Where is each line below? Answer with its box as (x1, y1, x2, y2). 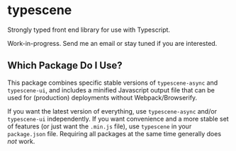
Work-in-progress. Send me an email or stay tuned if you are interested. (7, 39, 218, 47)
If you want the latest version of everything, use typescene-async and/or (7, 107, 218, 115)
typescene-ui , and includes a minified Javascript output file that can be (7, 85, 215, 94)
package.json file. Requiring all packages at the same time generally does (7, 129, 222, 138)
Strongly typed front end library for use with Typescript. (7, 25, 171, 34)
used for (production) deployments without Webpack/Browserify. (7, 93, 198, 102)
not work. (7, 137, 35, 145)
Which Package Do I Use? (7, 59, 123, 72)
